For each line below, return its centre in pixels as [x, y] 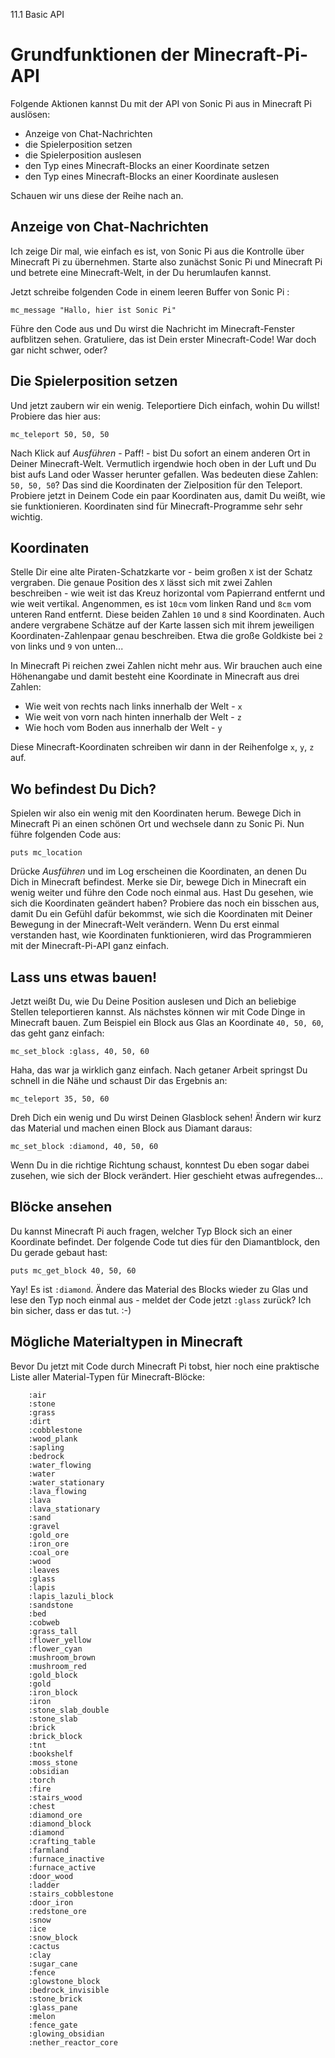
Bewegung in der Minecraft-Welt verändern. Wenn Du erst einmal [145, 925]
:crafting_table [62, 1841]
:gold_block [53, 1675]
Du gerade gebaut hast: [59, 1252]
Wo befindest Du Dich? [83, 789]
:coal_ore [49, 1552]
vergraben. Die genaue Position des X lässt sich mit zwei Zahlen [141, 583]
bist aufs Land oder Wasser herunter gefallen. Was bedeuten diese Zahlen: [164, 474]
